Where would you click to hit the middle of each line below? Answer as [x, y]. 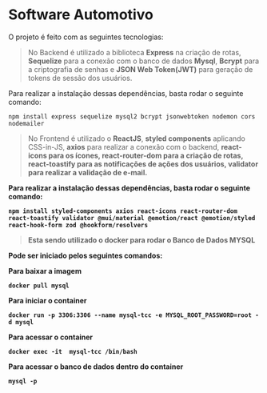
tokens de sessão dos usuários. [80, 78]
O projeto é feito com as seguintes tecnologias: [86, 37]
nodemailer [26, 123]
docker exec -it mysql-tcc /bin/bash [73, 351]
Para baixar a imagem [45, 271]
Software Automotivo [81, 15]
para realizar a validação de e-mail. [88, 172]
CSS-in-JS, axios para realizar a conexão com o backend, [124, 146]
